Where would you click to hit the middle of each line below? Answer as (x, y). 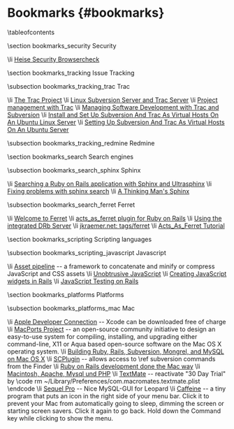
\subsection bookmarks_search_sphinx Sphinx (74, 170)
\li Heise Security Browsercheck (53, 59)
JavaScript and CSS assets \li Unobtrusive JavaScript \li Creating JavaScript (117, 273)
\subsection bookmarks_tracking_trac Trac (69, 86)
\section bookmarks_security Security (62, 45)
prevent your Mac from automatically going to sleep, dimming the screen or (116, 403)
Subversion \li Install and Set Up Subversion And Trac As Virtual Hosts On (113, 115)
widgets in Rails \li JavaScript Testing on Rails (73, 281)
